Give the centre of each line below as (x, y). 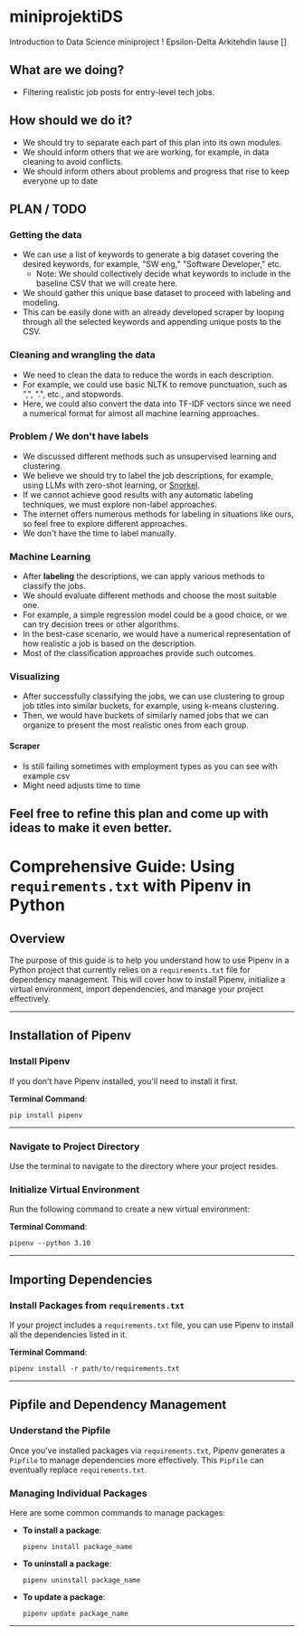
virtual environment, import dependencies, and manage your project (137, 989)
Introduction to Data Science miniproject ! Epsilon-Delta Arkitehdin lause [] (148, 42)
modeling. (41, 303)
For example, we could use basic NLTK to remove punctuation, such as (155, 384)
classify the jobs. (54, 586)
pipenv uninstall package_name (81, 1580)
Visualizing (35, 677)
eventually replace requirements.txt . (78, 1470)
